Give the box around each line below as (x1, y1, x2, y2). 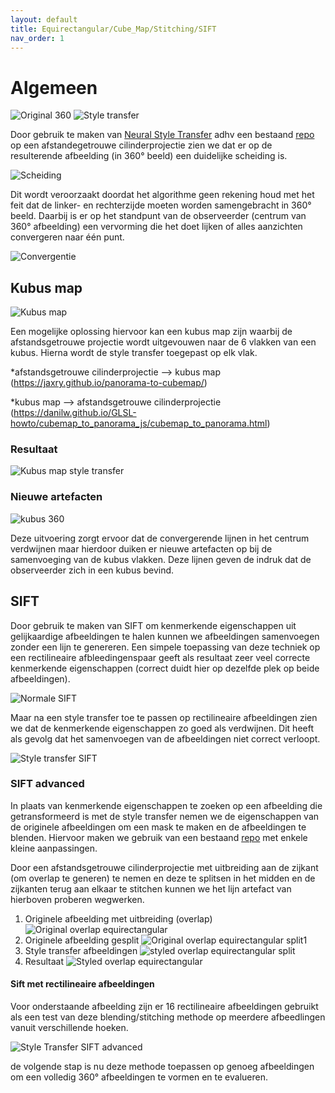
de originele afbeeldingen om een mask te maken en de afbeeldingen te (10, 821, 307, 833)
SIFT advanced (10, 777, 85, 791)
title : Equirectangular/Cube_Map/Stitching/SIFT (10, 24, 217, 34)
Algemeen (10, 76, 98, 99)
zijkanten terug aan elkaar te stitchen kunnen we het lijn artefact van (10, 882, 292, 895)
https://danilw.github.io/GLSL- (13, 407, 137, 419)
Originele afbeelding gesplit (24, 934, 140, 946)
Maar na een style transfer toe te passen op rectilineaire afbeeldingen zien (10, 711, 318, 723)
